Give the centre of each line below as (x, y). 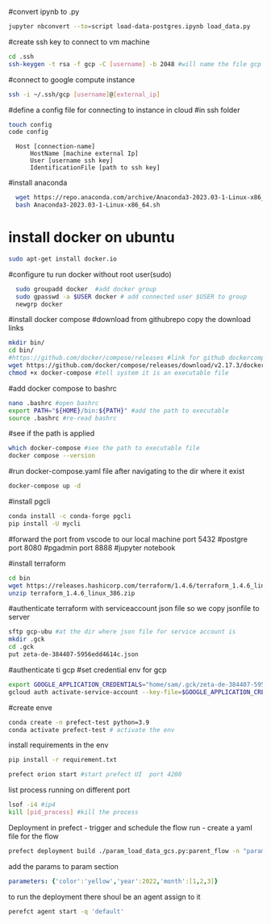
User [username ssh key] (71, 161)
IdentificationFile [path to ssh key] (95, 168)
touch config (30, 124)
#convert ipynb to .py (44, 12)
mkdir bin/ (27, 343)
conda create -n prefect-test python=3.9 (79, 722)
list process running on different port (69, 790)
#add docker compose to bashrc (63, 388)
